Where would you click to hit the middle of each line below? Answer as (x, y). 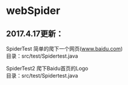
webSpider (33, 11)
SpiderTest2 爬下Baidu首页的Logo (47, 68)
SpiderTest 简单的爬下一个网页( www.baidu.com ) (65, 49)
